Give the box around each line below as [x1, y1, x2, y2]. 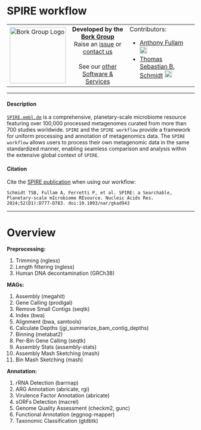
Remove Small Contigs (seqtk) [15, 305, 90, 313]
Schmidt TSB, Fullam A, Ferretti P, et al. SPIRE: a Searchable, [7, 190, 172, 196]
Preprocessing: [7, 246, 46, 253]
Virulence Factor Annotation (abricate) [15, 392, 110, 399]
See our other [78, 62, 117, 70]
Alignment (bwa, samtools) [15, 318, 82, 326]
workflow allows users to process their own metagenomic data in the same [7, 139, 190, 146]
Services [85, 77, 110, 85]
